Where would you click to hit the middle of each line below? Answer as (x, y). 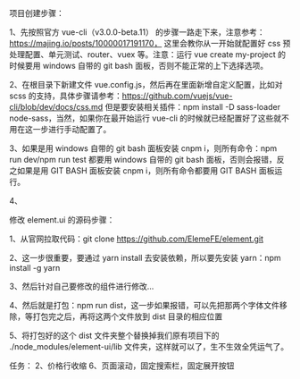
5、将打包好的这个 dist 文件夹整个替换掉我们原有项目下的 (115, 335)
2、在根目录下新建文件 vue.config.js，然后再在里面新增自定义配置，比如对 (146, 84)
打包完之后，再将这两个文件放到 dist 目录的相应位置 (128, 316)
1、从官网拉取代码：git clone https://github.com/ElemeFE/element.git (136, 239)
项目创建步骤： (37, 13)
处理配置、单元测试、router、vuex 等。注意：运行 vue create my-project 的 (147, 55)
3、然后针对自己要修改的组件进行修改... (82, 286)
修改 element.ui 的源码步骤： (62, 220)
